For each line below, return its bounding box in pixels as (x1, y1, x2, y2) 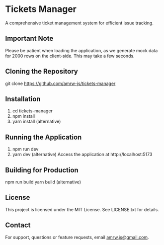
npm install (12, 113, 35, 119)
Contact (5, 221, 31, 230)
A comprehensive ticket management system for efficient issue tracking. (5, 20, 154, 26)
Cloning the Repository (5, 67, 78, 76)
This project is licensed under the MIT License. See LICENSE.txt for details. (5, 206, 159, 212)
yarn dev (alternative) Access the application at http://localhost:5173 (12, 152, 153, 158)
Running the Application (5, 133, 82, 141)
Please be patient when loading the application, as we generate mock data (5, 47, 158, 53)
